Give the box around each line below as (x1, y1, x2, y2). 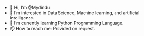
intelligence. (9, 15, 35, 20)
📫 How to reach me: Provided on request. (9, 26, 95, 31)
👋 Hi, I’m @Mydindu (9, 5, 50, 10)
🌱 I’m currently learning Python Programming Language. (9, 20, 124, 26)
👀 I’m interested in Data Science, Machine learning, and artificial (9, 10, 140, 16)
